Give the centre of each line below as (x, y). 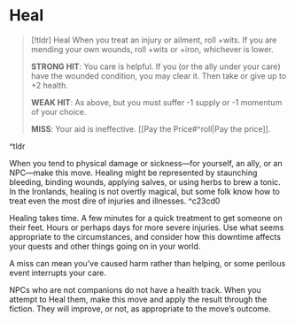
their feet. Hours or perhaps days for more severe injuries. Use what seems (147, 227)
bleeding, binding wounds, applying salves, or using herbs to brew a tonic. (145, 181)
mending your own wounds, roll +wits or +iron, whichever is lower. (152, 49)
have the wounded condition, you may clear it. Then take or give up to (159, 75)
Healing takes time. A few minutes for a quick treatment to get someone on (146, 218)
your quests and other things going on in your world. (105, 246)
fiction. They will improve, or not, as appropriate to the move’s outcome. (140, 308)
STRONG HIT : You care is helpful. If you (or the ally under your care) (155, 66)
